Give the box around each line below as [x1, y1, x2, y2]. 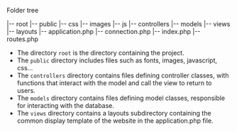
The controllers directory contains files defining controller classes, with [16, 71, 229, 79]
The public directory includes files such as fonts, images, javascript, [16, 56, 218, 65]
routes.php [6, 35, 39, 43]
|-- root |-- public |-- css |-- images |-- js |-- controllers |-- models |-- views [6, 20, 231, 28]
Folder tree [6, 6, 39, 14]
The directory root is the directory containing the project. [16, 49, 185, 57]
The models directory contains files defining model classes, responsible [16, 94, 225, 102]
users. [16, 87, 36, 94]
